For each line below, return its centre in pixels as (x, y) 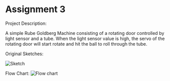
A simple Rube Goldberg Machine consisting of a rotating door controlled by (85, 33)
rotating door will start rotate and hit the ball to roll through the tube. (76, 44)
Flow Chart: (17, 73)
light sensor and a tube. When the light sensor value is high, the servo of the (85, 38)
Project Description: (26, 23)
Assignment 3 (36, 9)
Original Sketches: (24, 54)
